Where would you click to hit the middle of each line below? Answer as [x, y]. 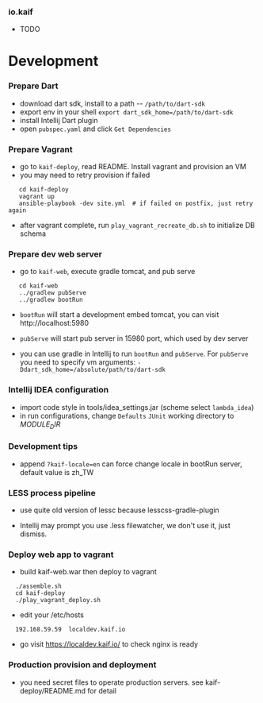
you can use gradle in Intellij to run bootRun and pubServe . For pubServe [134, 354]
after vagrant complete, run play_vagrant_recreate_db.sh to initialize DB [137, 226]
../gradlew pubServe [53, 293]
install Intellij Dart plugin [59, 120]
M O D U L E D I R [40, 425]
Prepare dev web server [55, 254]
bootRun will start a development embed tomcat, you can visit [119, 315]
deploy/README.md [52, 690]
